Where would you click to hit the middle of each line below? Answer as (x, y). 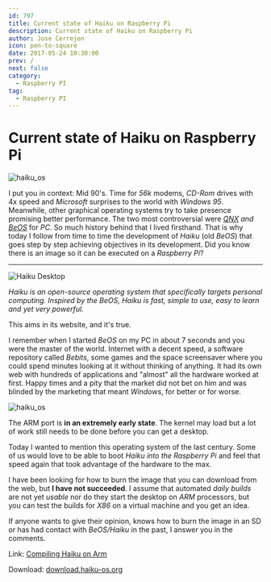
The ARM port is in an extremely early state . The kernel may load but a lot (132, 423)
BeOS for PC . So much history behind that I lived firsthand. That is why (126, 227)
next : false (28, 69)
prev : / (21, 61)
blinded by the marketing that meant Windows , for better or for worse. (125, 392)
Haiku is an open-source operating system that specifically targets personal (135, 292)
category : (25, 76)
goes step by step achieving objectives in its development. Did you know (129, 245)
